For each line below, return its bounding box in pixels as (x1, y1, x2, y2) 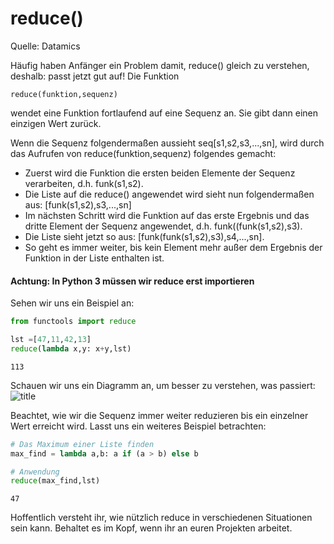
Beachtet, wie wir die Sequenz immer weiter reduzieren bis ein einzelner (10, 409, 309, 421)
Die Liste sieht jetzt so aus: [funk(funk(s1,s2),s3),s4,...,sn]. (24, 230, 265, 242)
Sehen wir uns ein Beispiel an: (10, 297, 135, 309)
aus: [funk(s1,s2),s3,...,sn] (24, 198, 132, 211)
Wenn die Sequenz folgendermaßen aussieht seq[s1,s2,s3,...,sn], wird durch (10, 137, 325, 149)
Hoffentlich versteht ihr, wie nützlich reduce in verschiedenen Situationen (10, 512, 313, 524)
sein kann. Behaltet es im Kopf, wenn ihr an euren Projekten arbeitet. (10, 522, 293, 534)
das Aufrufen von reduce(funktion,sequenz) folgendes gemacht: (10, 147, 277, 159)
